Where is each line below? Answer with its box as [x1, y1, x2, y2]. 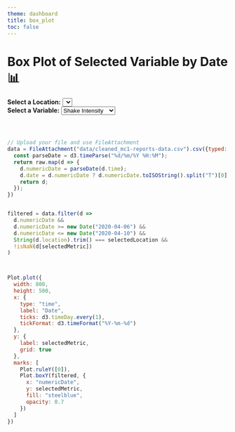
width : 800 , [13, 281, 49, 288]
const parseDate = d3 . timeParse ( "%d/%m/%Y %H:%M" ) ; [13, 152, 168, 159]
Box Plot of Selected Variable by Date [7, 53, 228, 70]
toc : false [7, 23, 39, 30]
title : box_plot [7, 17, 55, 24]
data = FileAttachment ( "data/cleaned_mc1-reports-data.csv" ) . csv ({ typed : [7, 145, 228, 153]
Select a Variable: [7, 106, 60, 114]
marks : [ [13, 359, 39, 366]
